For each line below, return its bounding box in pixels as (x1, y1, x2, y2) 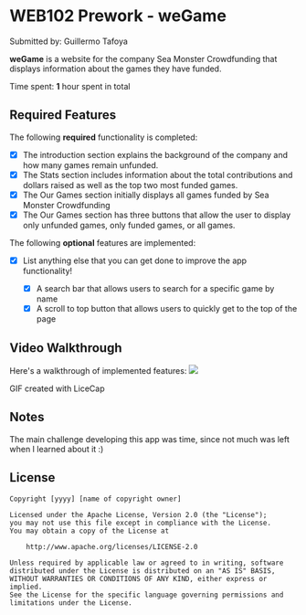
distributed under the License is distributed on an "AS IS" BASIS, (9, 566, 276, 576)
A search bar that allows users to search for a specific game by (36, 283, 275, 294)
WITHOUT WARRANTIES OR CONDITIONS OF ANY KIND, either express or (9, 574, 268, 583)
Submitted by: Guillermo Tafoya (9, 36, 128, 47)
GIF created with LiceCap (9, 383, 105, 394)
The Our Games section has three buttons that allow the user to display (22, 209, 291, 220)
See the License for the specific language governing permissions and (9, 590, 284, 599)
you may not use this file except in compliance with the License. (9, 518, 272, 527)
